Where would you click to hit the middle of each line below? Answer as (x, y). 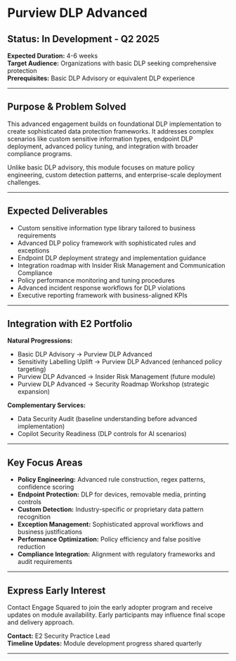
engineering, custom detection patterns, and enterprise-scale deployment (114, 174)
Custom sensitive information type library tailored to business (106, 228)
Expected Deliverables (58, 211)
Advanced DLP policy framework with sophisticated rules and (107, 243)
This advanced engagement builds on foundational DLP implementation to (114, 124)
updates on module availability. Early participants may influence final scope (116, 615)
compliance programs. (40, 153)
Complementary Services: (47, 405)
